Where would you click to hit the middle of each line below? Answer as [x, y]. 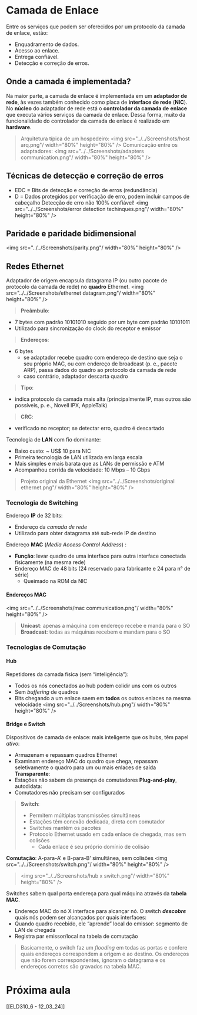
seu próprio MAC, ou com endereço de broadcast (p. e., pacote [100, 364]
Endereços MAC [26, 595]
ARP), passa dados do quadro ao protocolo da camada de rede [100, 370]
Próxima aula [39, 990]
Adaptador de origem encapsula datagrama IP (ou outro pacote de [87, 281]
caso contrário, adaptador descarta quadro [76, 376]
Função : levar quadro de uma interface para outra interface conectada [100, 556]
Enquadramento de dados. [47, 44]
